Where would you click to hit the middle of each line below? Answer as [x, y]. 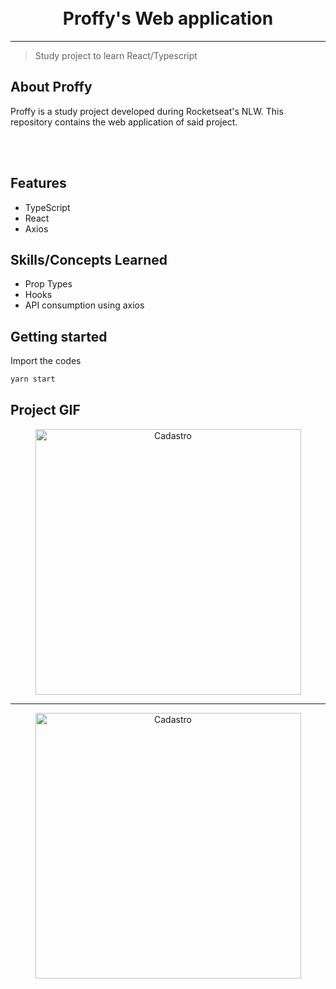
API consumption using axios [84, 305]
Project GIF [45, 410]
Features [38, 183]
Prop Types [48, 284]
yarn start [33, 379]
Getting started [59, 336]
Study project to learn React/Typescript [116, 55]
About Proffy [51, 87]
